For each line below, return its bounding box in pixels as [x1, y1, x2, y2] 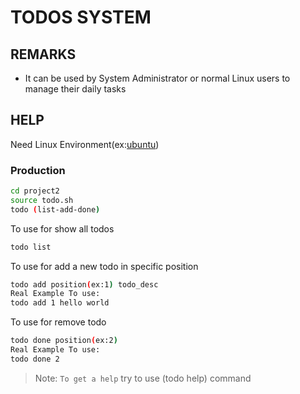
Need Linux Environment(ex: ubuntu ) [10, 138, 160, 150]
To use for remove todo [10, 316, 107, 328]
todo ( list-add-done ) [10, 204, 101, 215]
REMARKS [10, 46, 77, 63]
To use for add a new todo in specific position [10, 260, 199, 272]
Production [10, 163, 66, 177]
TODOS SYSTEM [10, 6, 152, 29]
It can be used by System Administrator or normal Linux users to [24, 72, 291, 84]
